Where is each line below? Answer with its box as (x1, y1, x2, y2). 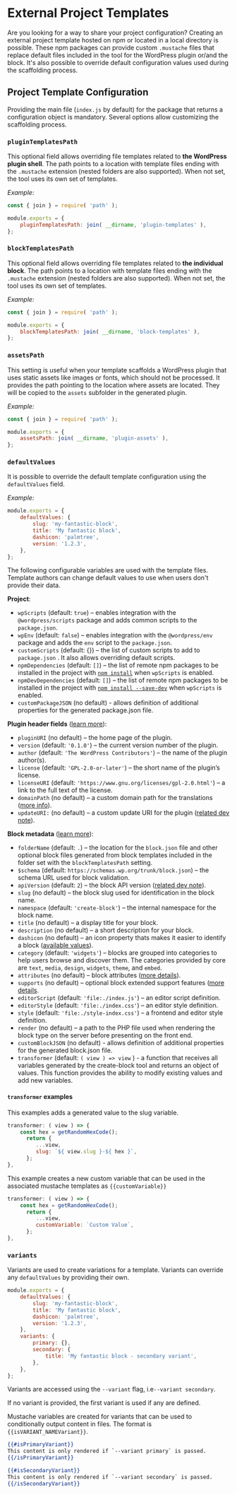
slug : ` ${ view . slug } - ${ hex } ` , (35, 1148, 138, 1155)
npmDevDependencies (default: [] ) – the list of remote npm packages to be (17, 676, 229, 685)
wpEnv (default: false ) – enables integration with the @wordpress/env (17, 631, 213, 640)
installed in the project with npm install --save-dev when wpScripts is (17, 683, 222, 692)
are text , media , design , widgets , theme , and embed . (17, 963, 162, 972)
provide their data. (7, 581, 61, 589)
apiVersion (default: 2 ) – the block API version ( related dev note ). (17, 881, 207, 890)
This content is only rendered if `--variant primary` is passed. (7, 1447, 207, 1455)
